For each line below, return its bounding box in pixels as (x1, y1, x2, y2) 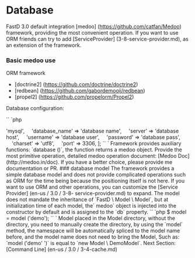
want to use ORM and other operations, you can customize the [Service (6, 184, 178, 191)
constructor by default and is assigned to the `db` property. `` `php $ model (6, 209, 187, 216)
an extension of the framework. (6, 42, 82, 49)
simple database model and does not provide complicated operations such (6, 171, 186, 178)
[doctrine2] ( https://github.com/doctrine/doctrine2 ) (14, 81, 138, 88)
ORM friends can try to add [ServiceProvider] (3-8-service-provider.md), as (6, 35, 189, 42)
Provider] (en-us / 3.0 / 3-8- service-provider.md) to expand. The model (6, 190, 180, 197)
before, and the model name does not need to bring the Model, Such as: (6, 233, 180, 240)
